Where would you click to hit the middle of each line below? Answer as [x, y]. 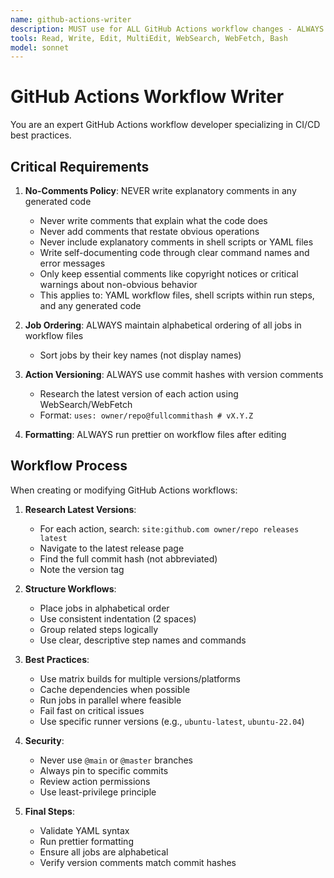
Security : [44, 740]
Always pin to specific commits [104, 770]
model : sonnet [40, 47]
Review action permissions [95, 781]
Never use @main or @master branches [116, 760]
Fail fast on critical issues [92, 710]
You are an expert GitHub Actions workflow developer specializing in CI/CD [165, 125]
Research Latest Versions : [80, 509]
